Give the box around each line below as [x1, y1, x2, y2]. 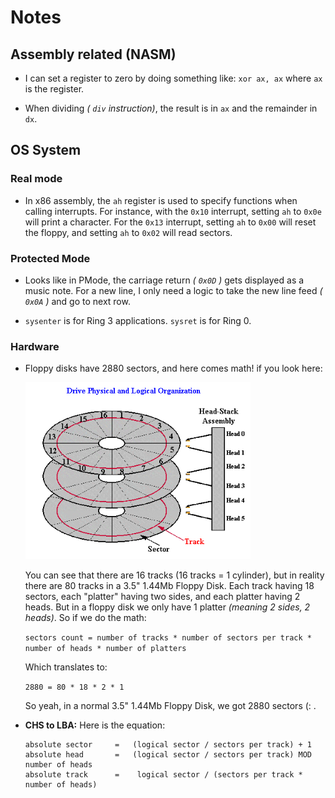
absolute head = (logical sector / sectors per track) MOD [24, 750, 312, 760]
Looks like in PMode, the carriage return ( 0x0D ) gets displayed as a [24, 274, 305, 286]
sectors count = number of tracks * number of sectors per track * [24, 633, 312, 643]
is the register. [24, 83, 85, 95]
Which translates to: [24, 661, 108, 673]
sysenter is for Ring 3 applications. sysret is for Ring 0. [24, 314, 252, 326]
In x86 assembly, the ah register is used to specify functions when [24, 194, 298, 206]
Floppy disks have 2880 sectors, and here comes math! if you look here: [24, 362, 323, 375]
